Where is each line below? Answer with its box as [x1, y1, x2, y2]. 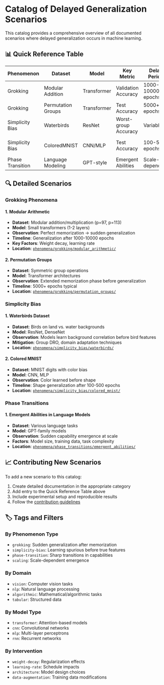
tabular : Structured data [12, 596, 62, 602]
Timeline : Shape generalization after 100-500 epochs [12, 382, 121, 388]
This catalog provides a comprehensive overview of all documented [5, 30, 142, 36]
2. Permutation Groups [5, 257, 52, 262]
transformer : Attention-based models [12, 620, 88, 626]
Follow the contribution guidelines [12, 498, 81, 505]
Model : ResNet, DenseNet [12, 329, 65, 335]
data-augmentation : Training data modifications [12, 674, 107, 680]
